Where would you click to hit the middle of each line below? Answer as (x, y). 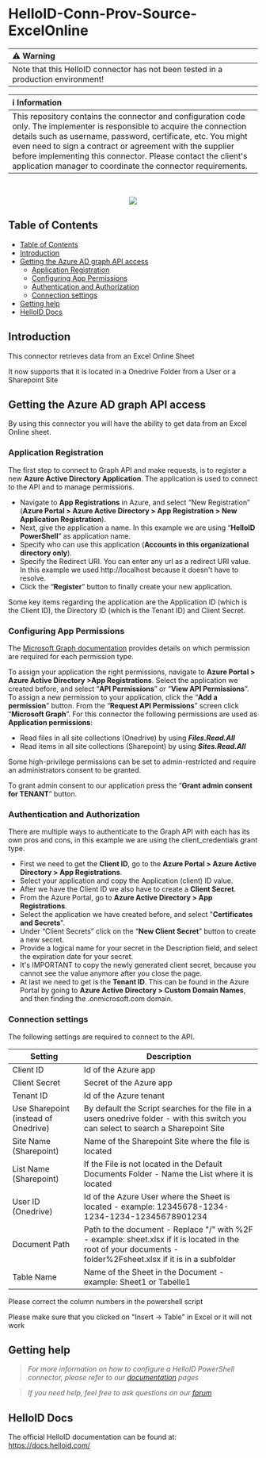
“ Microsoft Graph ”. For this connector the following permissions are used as (133, 714)
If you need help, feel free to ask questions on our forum (120, 1393)
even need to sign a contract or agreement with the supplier (123, 146)
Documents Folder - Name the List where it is (168, 1173)
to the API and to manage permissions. (71, 487)
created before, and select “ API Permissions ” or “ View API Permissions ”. (129, 689)
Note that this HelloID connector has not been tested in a (118, 69)
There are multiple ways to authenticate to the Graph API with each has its (129, 832)
